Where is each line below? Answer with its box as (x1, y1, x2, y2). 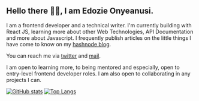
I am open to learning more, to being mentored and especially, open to (6, 64, 180, 71)
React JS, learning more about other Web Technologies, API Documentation (6, 28, 194, 35)
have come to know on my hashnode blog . (6, 40, 111, 48)
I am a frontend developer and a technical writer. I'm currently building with (6, 21, 192, 29)
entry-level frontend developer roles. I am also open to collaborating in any (6, 70, 191, 77)
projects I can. (6, 76, 42, 83)
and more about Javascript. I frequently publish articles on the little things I (6, 34, 192, 42)
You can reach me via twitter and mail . (6, 52, 101, 59)
